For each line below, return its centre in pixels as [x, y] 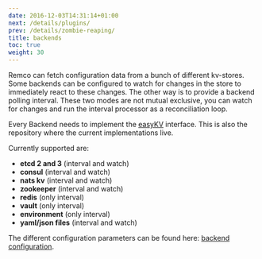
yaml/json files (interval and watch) [78, 222]
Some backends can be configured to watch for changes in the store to [125, 83]
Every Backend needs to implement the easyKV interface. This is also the [128, 124]
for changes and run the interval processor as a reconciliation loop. [118, 109]
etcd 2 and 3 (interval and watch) [74, 163]
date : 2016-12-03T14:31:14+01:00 [64, 15]
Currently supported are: [49, 148]
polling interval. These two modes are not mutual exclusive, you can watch [130, 101]
